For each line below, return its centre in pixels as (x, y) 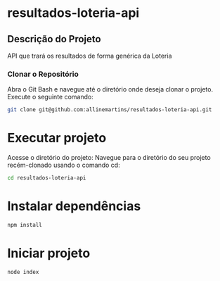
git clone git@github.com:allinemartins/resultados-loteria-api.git (110, 110)
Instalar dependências (74, 206)
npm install (25, 225)
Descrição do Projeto (54, 39)
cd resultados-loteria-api (47, 178)
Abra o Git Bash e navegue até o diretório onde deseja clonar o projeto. (110, 89)
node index (23, 272)
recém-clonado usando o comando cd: (64, 165)
